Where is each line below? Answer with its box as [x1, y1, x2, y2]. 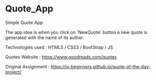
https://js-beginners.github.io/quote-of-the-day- [50, 63, 151, 69]
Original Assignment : [5, 63, 50, 69]
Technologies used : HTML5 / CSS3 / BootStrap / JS [5, 44, 113, 50]
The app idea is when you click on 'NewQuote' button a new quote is [5, 29, 147, 35]
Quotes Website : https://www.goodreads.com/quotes [5, 53, 117, 60]
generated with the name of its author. [5, 34, 84, 40]
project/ [5, 68, 22, 75]
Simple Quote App [5, 19, 43, 25]
